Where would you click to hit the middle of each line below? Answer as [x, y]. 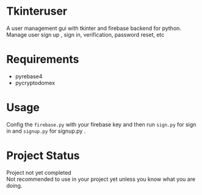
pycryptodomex [35, 83]
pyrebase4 [29, 76]
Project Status [43, 156]
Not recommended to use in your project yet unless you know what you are [101, 179]
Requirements [43, 60]
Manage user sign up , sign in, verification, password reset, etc [85, 34]
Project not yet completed [39, 172]
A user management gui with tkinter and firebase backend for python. [94, 28]
